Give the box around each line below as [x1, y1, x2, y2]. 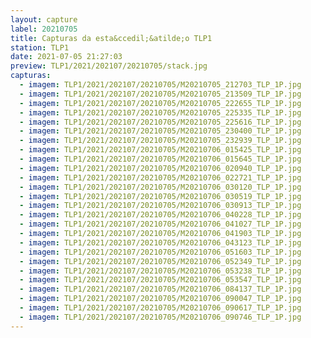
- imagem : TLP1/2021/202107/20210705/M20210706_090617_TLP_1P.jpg [19, 303, 302, 313]
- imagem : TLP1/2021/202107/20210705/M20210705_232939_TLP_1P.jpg [19, 136, 302, 146]
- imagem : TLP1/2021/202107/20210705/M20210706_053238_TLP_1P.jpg [19, 266, 302, 276]
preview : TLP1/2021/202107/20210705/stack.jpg [10, 61, 208, 71]
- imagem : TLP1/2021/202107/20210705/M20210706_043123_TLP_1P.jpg [19, 237, 302, 248]
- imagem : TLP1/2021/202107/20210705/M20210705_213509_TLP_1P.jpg [19, 89, 302, 99]
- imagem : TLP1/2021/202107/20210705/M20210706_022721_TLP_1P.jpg [19, 172, 302, 183]
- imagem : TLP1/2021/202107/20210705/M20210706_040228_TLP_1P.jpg [19, 210, 302, 220]
